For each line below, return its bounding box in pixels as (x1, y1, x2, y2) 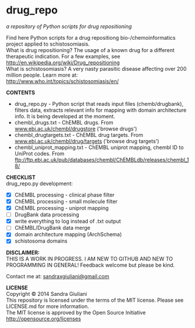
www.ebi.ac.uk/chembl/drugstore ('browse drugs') (14, 125, 138, 132)
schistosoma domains (14, 237, 68, 244)
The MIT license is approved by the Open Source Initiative (6, 309, 146, 316)
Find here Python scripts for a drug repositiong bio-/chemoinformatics (6, 34, 176, 41)
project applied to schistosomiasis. (6, 40, 90, 47)
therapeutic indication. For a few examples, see (6, 53, 121, 60)
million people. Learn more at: (6, 71, 78, 78)
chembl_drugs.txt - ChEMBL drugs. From (14, 119, 114, 126)
